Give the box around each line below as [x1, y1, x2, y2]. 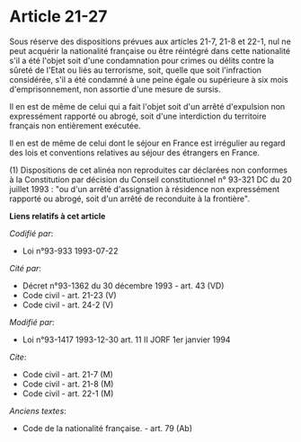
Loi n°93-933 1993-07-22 [22, 245, 119, 256]
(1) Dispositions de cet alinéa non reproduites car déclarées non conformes [9, 164, 288, 175]
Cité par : [9, 262, 42, 273]
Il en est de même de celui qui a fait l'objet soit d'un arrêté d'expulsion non [9, 101, 286, 111]
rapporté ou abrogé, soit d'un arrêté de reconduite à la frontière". [9, 193, 250, 204]
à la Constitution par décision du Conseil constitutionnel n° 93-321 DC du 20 [9, 173, 292, 185]
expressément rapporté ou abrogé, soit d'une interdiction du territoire [9, 110, 267, 121]
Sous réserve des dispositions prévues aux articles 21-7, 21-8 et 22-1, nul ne [9, 36, 292, 47]
